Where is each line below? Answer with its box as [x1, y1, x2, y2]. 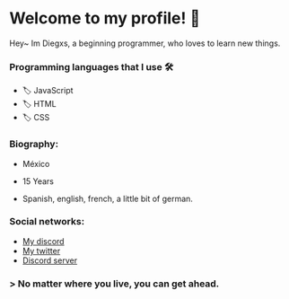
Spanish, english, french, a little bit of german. [22, 193, 193, 204]
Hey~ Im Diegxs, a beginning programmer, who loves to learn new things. [9, 38, 281, 48]
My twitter [22, 245, 61, 256]
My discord [22, 235, 65, 246]
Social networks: [9, 215, 85, 228]
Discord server [22, 255, 78, 266]
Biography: [9, 138, 59, 151]
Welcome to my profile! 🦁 [9, 8, 201, 29]
